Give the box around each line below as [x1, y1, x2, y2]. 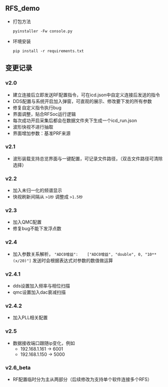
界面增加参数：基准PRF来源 [12, 130, 71, 136]
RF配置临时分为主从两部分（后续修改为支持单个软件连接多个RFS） [12, 376, 152, 382]
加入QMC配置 [12, 219, 42, 225]
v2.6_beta [5, 364, 31, 371]
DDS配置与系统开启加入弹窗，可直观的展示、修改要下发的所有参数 [12, 98, 152, 104]
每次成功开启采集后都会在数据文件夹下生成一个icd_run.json [12, 117, 137, 124]
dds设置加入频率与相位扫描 [12, 282, 70, 289]
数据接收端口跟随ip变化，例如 [12, 340, 75, 346]
